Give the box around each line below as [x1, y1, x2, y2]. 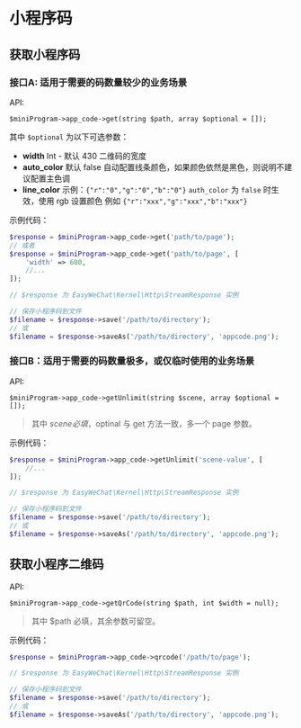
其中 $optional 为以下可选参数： [9, 131, 129, 142]
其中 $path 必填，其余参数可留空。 [31, 616, 161, 626]
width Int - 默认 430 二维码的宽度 [22, 150, 146, 161]
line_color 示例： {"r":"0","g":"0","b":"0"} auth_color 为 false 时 [22, 184, 272, 194]
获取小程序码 [9, 47, 81, 62]
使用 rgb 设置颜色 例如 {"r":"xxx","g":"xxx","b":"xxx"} [38, 195, 248, 206]
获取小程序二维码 [9, 557, 104, 572]
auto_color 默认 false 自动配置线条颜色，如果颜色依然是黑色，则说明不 [22, 161, 285, 172]
